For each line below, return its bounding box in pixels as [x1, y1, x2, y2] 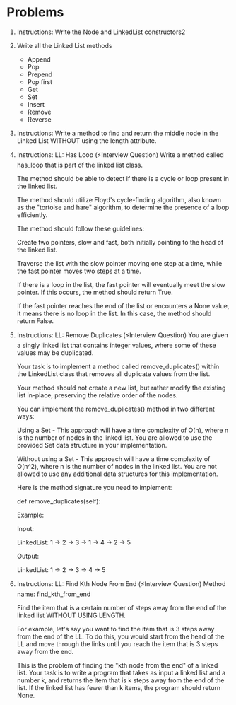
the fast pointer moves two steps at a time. [16, 267, 142, 275]
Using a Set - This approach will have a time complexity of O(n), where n [16, 426, 229, 434]
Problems [6, 4, 64, 21]
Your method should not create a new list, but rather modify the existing [16, 383, 226, 392]
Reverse [27, 115, 52, 124]
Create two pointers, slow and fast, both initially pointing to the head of [16, 238, 224, 246]
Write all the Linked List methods [16, 41, 112, 49]
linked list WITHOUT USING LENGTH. [16, 611, 126, 619]
